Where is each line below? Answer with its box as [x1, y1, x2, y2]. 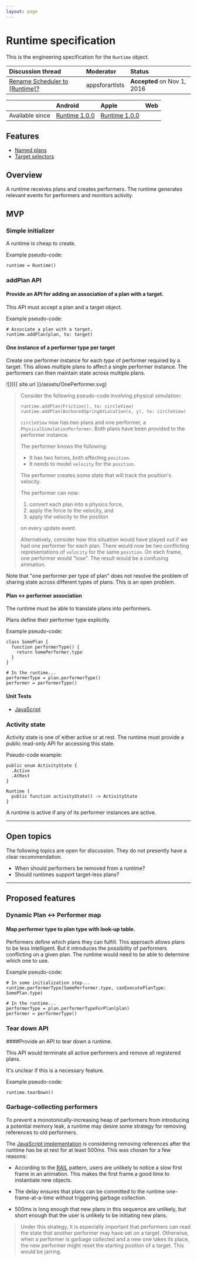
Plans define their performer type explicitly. [6, 616, 111, 623]
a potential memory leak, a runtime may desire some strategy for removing [6, 1122, 186, 1129]
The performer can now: [20, 490, 80, 497]
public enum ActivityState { [6, 763, 77, 768]
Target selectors [14, 153, 55, 160]
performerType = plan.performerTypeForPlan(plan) [6, 1006, 130, 1012]
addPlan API [6, 276, 42, 284]
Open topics [6, 831, 52, 841]
